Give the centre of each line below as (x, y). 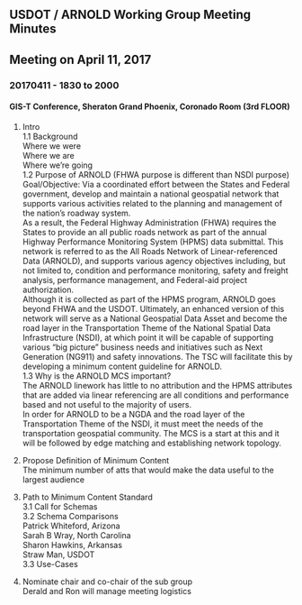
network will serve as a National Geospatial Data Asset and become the (155, 318)
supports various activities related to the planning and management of (152, 203)
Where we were (52, 146)
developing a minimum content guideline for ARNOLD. (122, 366)
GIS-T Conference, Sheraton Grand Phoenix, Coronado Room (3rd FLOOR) (150, 106)
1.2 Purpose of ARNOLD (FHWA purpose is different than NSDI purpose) (156, 174)
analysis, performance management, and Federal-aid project (134, 280)
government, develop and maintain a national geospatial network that (151, 194)
